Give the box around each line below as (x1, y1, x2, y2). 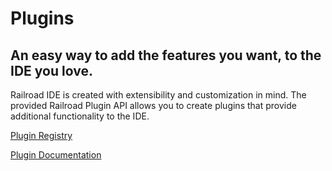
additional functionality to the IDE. (10, 110, 150, 122)
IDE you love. (10, 62, 93, 79)
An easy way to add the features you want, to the (10, 47, 322, 64)
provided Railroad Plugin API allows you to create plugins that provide (10, 100, 297, 111)
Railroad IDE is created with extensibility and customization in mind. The (10, 89, 307, 101)
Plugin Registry (10, 130, 73, 141)
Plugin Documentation (10, 149, 102, 161)
